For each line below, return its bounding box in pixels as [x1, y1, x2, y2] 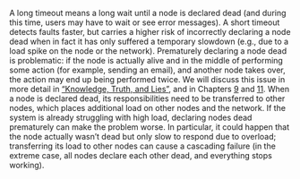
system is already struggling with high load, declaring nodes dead [9, 112, 253, 123]
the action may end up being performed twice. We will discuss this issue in [9, 74, 286, 84]
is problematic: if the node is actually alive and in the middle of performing [9, 55, 284, 65]
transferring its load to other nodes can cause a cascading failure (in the [9, 141, 276, 151]
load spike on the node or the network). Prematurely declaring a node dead [9, 46, 287, 56]
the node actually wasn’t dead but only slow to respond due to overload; [9, 132, 277, 141]
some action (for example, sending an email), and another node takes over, [9, 64, 286, 75]
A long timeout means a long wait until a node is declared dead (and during [9, 8, 287, 18]
